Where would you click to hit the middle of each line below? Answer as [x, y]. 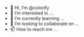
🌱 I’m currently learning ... [37, 18]
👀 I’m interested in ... [32, 13]
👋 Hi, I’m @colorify [30, 8]
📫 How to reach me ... [34, 29]
